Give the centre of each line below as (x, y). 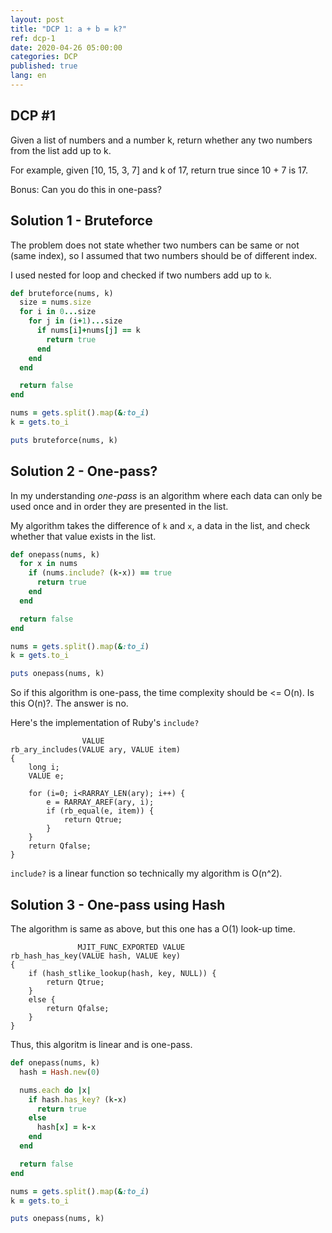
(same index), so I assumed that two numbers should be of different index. (164, 255)
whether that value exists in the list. (83, 536)
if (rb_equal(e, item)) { (100, 811)
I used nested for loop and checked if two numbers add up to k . (141, 275)
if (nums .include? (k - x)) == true (100, 573)
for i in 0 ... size (58, 312)
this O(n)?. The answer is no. (69, 703)
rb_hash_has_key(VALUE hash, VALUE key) (96, 956)
